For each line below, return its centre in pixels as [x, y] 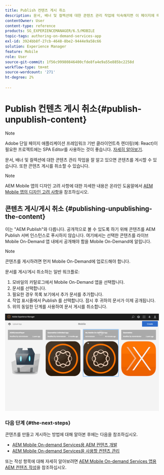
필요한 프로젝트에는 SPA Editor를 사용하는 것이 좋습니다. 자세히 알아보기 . [74, 149]
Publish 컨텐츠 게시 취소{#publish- [73, 109]
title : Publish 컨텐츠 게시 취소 [35, 10]
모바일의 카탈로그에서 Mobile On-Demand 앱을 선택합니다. [68, 282]
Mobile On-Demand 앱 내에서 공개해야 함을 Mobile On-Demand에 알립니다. [78, 241]
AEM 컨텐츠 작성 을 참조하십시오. [36, 467]
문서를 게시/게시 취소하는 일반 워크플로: [42, 271]
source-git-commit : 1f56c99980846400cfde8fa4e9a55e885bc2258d [70, 62]
